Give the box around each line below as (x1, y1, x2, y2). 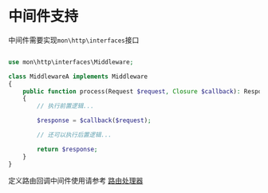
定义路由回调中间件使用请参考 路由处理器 (8, 175, 144, 185)
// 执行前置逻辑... (37, 102, 94, 110)
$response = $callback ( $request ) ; (37, 116, 152, 124)
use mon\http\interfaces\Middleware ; (8, 57, 134, 66)
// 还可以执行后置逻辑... (37, 131, 112, 140)
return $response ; (37, 145, 98, 153)
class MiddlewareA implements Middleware (8, 73, 148, 81)
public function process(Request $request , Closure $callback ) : (22, 87, 241, 96)
